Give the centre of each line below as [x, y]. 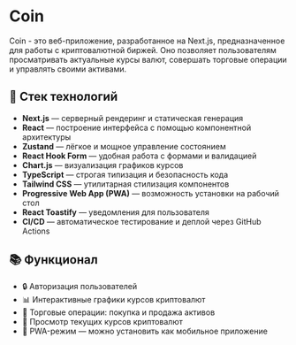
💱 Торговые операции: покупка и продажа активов [118, 312]
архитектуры [46, 137]
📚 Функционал [54, 260]
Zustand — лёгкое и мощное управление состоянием [124, 146]
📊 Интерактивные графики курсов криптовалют [114, 299]
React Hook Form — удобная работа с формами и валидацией [139, 156]
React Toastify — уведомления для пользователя [115, 212]
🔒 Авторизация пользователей [80, 286]
